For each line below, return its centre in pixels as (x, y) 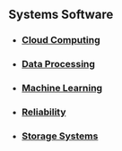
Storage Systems (60, 136)
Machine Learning (62, 88)
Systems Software (61, 15)
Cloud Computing (61, 40)
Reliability (44, 113)
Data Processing (58, 64)
